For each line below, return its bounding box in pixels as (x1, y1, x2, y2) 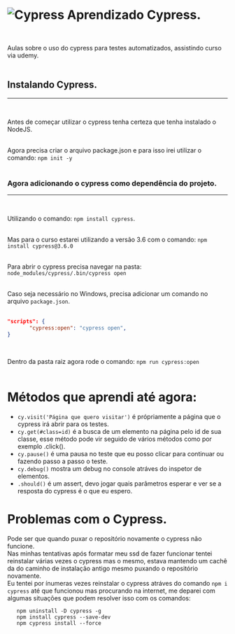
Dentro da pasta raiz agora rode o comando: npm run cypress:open (7, 357, 199, 365)
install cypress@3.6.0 (7, 243, 73, 250)
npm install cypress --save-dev (16, 613, 111, 621)
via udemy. (7, 51, 39, 59)
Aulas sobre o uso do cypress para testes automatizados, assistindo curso (7, 43, 222, 52)
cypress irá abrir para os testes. (17, 420, 110, 428)
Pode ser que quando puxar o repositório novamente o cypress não (7, 534, 202, 542)
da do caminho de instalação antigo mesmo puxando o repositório (7, 564, 198, 572)
